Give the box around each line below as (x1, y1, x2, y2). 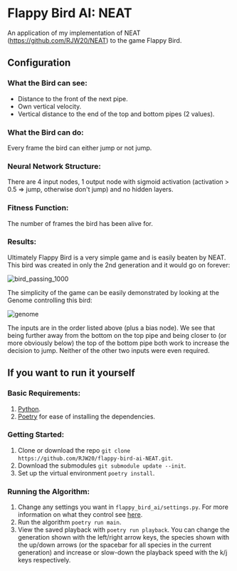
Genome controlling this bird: (7, 296, 93, 304)
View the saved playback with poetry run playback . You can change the (17, 525, 230, 534)
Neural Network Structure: (7, 161, 101, 171)
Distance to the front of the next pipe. (17, 94, 128, 103)
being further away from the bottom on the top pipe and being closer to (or (7, 331, 227, 339)
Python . (17, 404, 41, 413)
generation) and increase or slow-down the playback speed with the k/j (17, 548, 228, 557)
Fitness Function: (7, 203, 69, 213)
